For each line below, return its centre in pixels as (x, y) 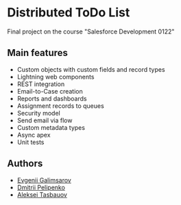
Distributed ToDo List (69, 13)
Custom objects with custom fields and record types (91, 69)
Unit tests (31, 142)
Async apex (34, 135)
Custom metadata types (51, 127)
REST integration (41, 84)
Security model (38, 113)
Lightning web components (56, 77)
